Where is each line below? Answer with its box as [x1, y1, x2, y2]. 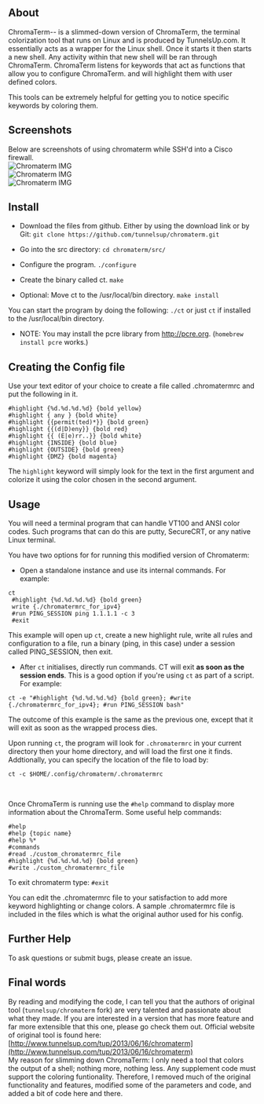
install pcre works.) [19, 338, 89, 347]
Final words [8, 976, 67, 989]
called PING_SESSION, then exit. [8, 647, 113, 656]
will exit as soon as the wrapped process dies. [8, 723, 158, 733]
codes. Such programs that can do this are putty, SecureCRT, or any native [8, 527, 251, 536]
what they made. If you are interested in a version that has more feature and [8, 1013, 254, 1023]
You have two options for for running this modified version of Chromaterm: [8, 550, 250, 560]
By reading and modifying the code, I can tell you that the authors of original [8, 996, 255, 1006]
